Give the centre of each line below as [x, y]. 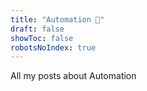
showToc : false [42, 38]
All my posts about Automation [73, 76]
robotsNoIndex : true [53, 47]
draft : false [37, 29]
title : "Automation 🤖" [57, 19]
